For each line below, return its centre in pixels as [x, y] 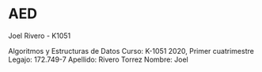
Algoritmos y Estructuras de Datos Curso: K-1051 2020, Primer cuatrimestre [131, 51]
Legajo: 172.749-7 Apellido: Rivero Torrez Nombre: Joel [98, 59]
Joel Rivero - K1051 [40, 36]
